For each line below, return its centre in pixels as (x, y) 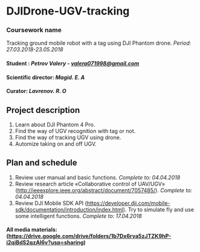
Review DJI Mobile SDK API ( (51, 203)
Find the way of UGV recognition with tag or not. (75, 131)
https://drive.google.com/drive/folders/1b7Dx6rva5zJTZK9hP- (90, 236)
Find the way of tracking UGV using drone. (68, 138)
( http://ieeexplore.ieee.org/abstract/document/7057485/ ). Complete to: (103, 190)
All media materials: (32, 230)
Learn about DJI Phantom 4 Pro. (55, 124)
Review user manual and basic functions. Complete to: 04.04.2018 (98, 177)
